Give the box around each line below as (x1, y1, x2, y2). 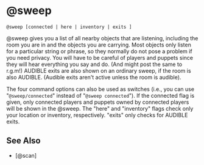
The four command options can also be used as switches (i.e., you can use (6, 85, 195, 92)
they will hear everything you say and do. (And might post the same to (6, 61, 183, 68)
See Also (6, 136, 41, 146)
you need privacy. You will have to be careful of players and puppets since (6, 54, 194, 61)
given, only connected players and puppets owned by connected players (6, 98, 189, 106)
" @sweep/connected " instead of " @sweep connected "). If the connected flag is (6, 92, 195, 99)
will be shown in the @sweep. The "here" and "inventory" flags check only (6, 105, 194, 112)
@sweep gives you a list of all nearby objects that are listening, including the (6, 34, 199, 42)
